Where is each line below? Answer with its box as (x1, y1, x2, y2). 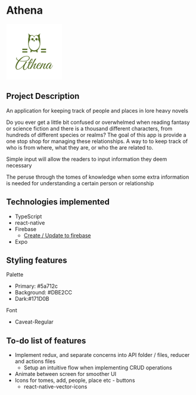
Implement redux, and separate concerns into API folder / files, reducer (14, 352, 190, 359)
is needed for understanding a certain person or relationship (6, 179, 154, 186)
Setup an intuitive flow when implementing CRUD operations (23, 364, 173, 371)
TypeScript (14, 213, 42, 220)
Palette (6, 271, 24, 278)
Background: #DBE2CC (14, 289, 73, 296)
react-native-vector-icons (23, 383, 88, 390)
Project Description (6, 91, 80, 101)
